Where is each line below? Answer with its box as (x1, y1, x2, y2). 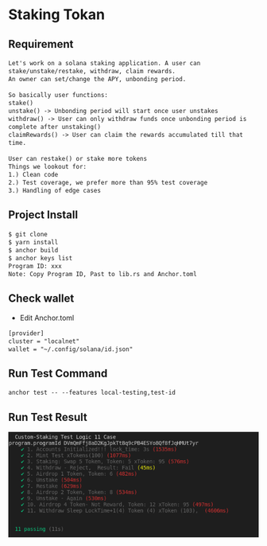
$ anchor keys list (8, 254, 73, 262)
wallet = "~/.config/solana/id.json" (8, 345, 133, 353)
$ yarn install (8, 238, 59, 246)
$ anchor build (8, 246, 59, 254)
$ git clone (8, 230, 48, 238)
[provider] (8, 329, 44, 337)
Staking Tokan (8, 6, 106, 24)
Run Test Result (8, 410, 87, 423)
